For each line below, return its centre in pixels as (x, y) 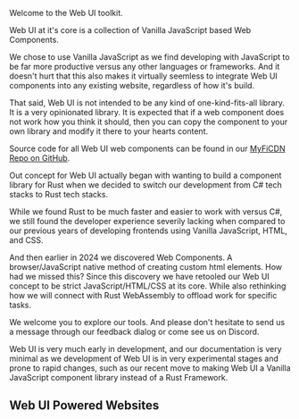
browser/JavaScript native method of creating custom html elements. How (146, 267)
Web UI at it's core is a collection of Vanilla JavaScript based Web (130, 30)
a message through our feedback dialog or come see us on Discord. (134, 331)
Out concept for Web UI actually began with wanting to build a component (145, 175)
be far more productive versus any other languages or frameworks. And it (145, 67)
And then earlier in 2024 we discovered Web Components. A (121, 257)
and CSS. (26, 240)
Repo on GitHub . (40, 158)
